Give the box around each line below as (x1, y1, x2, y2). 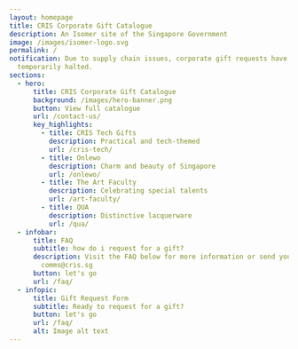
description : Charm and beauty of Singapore (48, 162, 216, 171)
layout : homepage (9, 12, 74, 22)
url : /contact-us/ (32, 112, 101, 121)
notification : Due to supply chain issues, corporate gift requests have (9, 54, 288, 63)
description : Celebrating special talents (48, 186, 208, 195)
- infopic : (17, 285, 58, 294)
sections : (9, 71, 46, 80)
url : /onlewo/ (48, 170, 101, 178)
